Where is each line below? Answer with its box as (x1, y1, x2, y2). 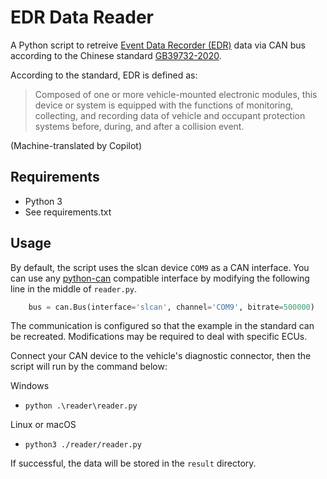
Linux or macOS (10, 419, 77, 431)
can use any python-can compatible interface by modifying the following (10, 272, 310, 284)
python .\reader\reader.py (24, 401, 138, 411)
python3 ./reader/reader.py (24, 440, 142, 450)
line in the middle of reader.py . (10, 282, 137, 295)
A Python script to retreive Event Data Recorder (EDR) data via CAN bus (10, 39, 306, 51)
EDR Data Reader (10, 6, 154, 29)
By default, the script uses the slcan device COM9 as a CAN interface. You (10, 261, 310, 273)
